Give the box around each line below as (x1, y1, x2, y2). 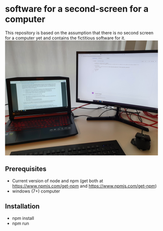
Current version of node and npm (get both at (12, 178, 103, 183)
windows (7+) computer (12, 188, 61, 194)
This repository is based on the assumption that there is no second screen (5, 30, 154, 36)
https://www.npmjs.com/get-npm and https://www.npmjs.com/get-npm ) (12, 183, 157, 189)
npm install (12, 215, 34, 221)
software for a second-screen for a (5, 3, 149, 15)
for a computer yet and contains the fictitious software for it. (5, 35, 126, 41)
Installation (5, 202, 40, 211)
